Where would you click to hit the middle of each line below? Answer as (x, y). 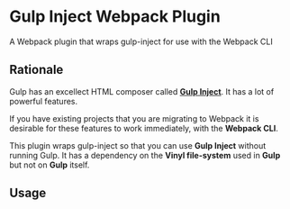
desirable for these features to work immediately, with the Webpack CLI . (144, 128)
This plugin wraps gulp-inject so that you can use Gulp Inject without (138, 145)
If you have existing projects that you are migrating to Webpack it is (134, 118)
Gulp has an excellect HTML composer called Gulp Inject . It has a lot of (142, 91)
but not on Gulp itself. (50, 165)
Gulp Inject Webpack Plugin (115, 17)
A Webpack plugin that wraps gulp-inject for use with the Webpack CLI (141, 41)
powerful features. (44, 101)
